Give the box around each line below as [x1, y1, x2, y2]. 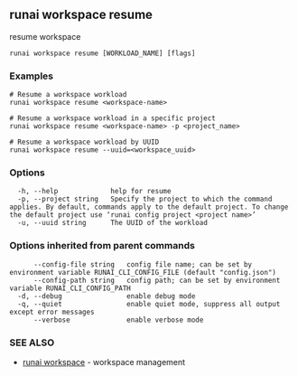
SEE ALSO [9, 336, 55, 349]
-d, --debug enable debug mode [17, 291, 196, 301]
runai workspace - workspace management [22, 357, 186, 367]
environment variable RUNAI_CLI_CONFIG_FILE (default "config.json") [9, 268, 277, 277]
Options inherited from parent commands [9, 240, 196, 252]
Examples [9, 70, 54, 82]
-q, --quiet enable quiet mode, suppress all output [17, 299, 281, 308]
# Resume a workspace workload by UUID [9, 137, 160, 147]
